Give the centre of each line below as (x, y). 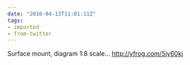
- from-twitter (30, 34)
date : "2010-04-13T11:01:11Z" (52, 14)
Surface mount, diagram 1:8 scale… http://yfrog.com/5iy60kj (95, 54)
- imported (23, 27)
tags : (15, 20)
